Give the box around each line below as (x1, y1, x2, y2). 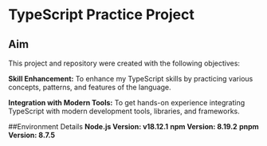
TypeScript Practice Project (8, 6, 195, 24)
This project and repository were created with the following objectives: (8, 58, 241, 68)
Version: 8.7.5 (8, 130, 56, 140)
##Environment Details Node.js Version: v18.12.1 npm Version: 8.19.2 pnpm (8, 122, 259, 131)
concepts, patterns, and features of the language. (8, 82, 171, 92)
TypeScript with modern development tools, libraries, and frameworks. (8, 106, 241, 116)
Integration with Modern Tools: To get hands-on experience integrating (8, 98, 245, 107)
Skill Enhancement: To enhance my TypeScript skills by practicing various (8, 74, 253, 83)
